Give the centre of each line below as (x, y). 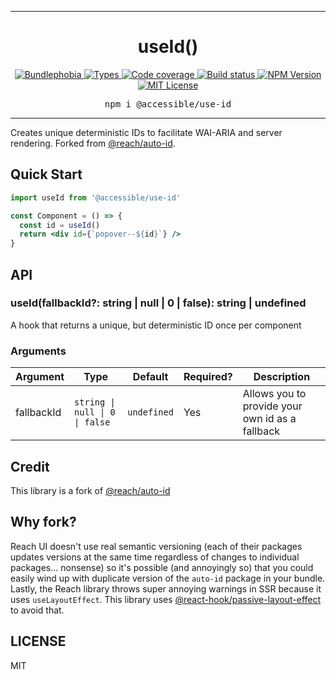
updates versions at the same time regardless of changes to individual (155, 557)
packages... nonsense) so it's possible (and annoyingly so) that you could (162, 567)
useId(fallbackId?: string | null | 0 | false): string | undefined (158, 303)
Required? (208, 377)
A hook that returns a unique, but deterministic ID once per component (156, 325)
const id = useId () (60, 225)
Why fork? (43, 522)
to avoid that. (37, 610)
